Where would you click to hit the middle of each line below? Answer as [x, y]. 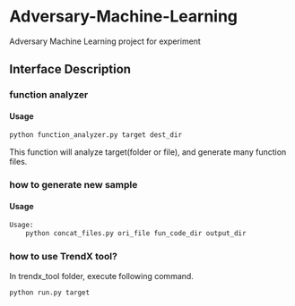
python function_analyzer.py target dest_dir [95, 135]
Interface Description [70, 69]
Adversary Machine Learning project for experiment [105, 41]
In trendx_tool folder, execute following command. [102, 276]
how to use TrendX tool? [64, 257]
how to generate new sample [74, 185]
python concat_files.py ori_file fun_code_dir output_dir [136, 234]
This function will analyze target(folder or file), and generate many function [148, 152]
